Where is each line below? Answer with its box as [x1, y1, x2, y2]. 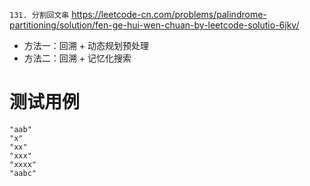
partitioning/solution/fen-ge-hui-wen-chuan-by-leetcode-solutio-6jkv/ [9, 19, 300, 31]
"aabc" [9, 168, 37, 178]
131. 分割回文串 [9, 10, 70, 20]
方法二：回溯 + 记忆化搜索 [23, 52, 132, 64]
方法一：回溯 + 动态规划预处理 [23, 40, 149, 51]
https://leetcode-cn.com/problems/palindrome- [71, 9, 267, 20]
